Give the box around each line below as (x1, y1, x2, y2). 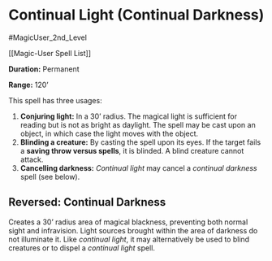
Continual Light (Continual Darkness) (8, 6, 265, 24)
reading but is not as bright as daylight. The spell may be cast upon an (19, 120, 256, 129)
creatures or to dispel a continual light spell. (8, 242, 156, 253)
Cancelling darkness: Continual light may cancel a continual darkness (19, 163, 257, 172)
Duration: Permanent (8, 63, 80, 74)
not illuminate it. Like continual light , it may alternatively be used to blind (8, 234, 250, 244)
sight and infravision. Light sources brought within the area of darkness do (8, 225, 258, 235)
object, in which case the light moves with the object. (19, 128, 199, 138)
